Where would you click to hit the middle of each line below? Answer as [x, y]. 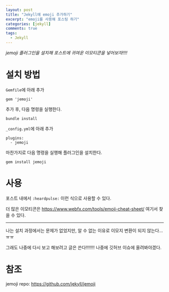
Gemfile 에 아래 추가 [25, 90]
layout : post [19, 10]
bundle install [22, 118]
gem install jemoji [26, 162]
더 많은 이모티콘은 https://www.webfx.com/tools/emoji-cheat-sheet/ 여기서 [82, 209]
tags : [11, 33]
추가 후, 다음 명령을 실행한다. [34, 109]
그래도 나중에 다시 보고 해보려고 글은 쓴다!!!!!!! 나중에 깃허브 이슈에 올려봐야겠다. [84, 247]
